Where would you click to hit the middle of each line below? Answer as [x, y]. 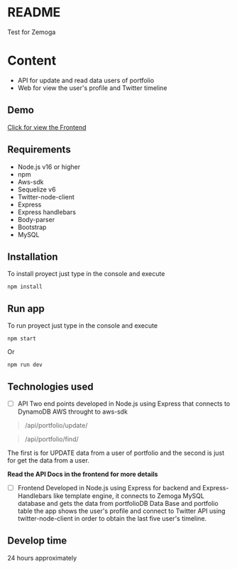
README [34, 12]
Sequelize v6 [37, 189]
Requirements [39, 150]
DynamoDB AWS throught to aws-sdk [72, 411]
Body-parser [36, 219]
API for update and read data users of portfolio [86, 80]
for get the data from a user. [49, 460]
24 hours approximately [42, 558]
